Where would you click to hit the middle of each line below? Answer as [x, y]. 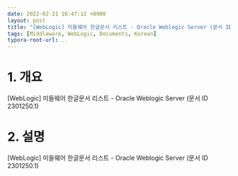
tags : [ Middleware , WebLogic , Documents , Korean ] [82, 34]
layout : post [27, 20]
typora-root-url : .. [38, 40]
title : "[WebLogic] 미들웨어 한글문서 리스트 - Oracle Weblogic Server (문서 [115, 27]
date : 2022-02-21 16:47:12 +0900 [57, 14]
